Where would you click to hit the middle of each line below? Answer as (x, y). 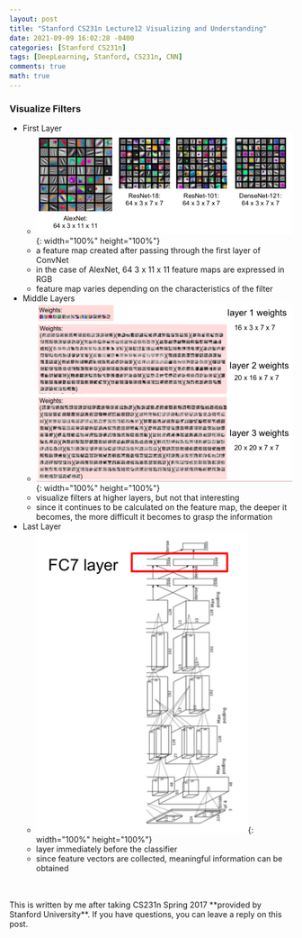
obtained (52, 869)
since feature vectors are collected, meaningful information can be (159, 859)
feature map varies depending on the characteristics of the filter (155, 289)
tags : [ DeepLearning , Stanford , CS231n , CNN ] (96, 57)
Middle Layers (49, 298)
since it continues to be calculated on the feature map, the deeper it (161, 507)
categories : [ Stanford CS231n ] (68, 48)
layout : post (34, 19)
